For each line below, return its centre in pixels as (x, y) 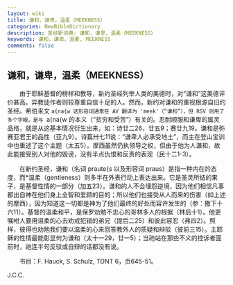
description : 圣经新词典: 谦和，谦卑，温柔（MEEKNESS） (82, 33)
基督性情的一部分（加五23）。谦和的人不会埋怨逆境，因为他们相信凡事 (125, 186)
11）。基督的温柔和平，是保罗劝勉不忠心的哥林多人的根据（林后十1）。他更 (117, 212)
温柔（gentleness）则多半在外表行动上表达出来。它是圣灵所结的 (120, 177)
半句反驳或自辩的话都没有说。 (80, 246)
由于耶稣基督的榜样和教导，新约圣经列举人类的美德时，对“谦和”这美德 (119, 93)
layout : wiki (26, 13)
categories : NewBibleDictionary (54, 26)
